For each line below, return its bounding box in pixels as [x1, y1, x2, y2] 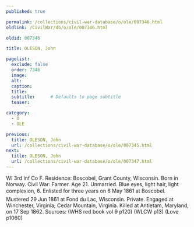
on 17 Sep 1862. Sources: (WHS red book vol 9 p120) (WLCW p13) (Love [6, 208, 179, 215]
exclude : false [11, 62, 48, 68]
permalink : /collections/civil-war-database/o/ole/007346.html [6, 19, 163, 25]
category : [6, 110, 30, 116]
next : [6, 148, 19, 153]
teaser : [11, 100, 30, 106]
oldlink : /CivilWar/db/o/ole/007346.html [6, 25, 108, 30]
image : [11, 72, 27, 78]
